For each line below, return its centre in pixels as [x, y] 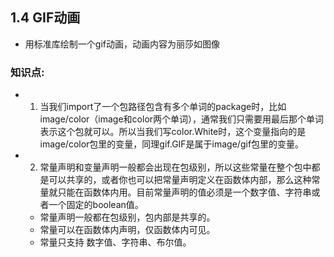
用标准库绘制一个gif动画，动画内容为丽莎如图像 [122, 44]
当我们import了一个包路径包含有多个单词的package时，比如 [163, 107]
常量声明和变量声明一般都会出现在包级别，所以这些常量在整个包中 [175, 167]
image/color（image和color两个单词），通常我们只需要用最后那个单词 [182, 119]
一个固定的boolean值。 [96, 205]
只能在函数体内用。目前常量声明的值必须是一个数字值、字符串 [184, 192]
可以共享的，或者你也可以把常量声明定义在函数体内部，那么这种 [180, 180]
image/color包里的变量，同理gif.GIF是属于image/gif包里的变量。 [172, 144]
